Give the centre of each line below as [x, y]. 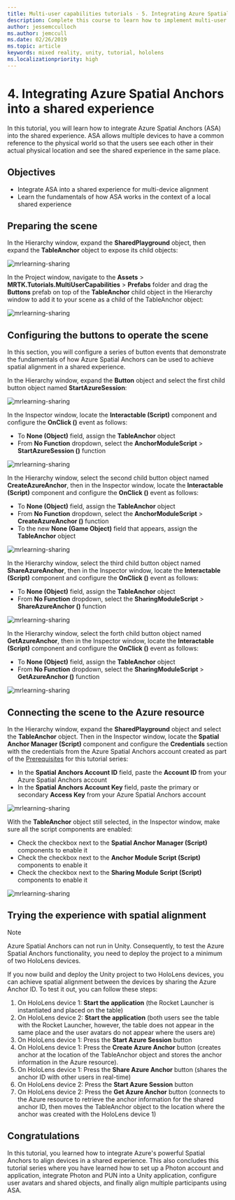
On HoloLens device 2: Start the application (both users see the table [118, 1017]
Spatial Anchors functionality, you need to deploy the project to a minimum [115, 953]
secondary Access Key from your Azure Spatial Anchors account [112, 794]
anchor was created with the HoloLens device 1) [87, 1114]
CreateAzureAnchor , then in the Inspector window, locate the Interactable [115, 485]
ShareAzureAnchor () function [62, 606]
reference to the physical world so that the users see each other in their [111, 143]
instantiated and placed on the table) [70, 1010]
